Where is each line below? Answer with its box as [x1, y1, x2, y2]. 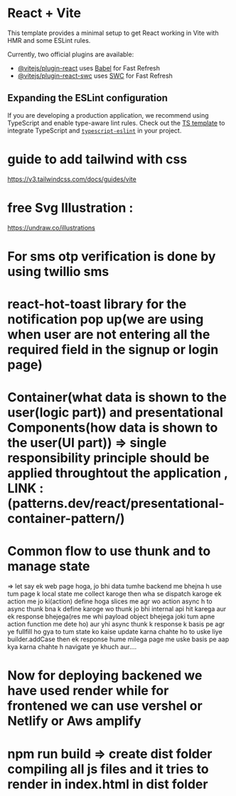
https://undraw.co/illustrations [7, 223, 96, 232]
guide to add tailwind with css [7, 151, 188, 167]
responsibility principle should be [7, 450, 210, 466]
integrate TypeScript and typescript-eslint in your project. [7, 126, 182, 135]
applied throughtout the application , [7, 465, 228, 481]
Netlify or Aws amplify [7, 713, 142, 729]
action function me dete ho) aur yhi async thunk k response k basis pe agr [7, 620, 225, 628]
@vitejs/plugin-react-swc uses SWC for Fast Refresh [17, 71, 173, 80]
